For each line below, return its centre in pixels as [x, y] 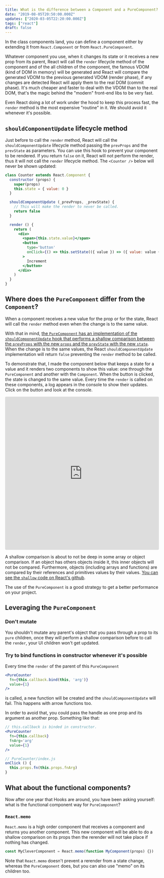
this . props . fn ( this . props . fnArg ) [43, 768]
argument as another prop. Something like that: [52, 718]
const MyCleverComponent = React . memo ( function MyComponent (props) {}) [79, 852]
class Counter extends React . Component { [48, 175]
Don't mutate [21, 622]
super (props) [27, 184]
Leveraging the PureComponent [51, 608]
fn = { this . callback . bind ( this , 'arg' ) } [49, 679]
